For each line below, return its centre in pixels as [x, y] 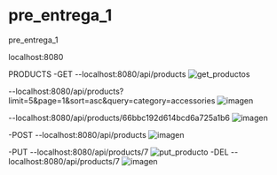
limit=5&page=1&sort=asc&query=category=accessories [112, 100]
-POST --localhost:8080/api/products [78, 134]
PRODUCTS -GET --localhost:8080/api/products [97, 74]
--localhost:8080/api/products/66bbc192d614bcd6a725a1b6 [119, 118]
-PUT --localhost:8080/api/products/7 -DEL [119, 152]
